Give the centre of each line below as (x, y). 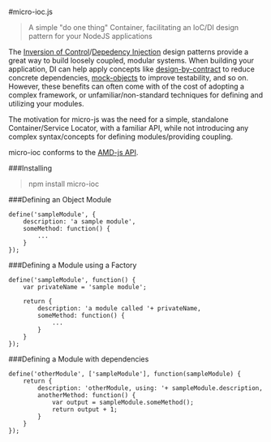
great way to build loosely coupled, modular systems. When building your (131, 61)
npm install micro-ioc (64, 184)
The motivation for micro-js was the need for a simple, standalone (118, 119)
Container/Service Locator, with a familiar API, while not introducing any (129, 128)
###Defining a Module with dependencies (79, 359)
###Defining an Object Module (60, 199)
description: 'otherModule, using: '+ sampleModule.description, (151, 388)
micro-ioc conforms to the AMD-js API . (73, 152)
